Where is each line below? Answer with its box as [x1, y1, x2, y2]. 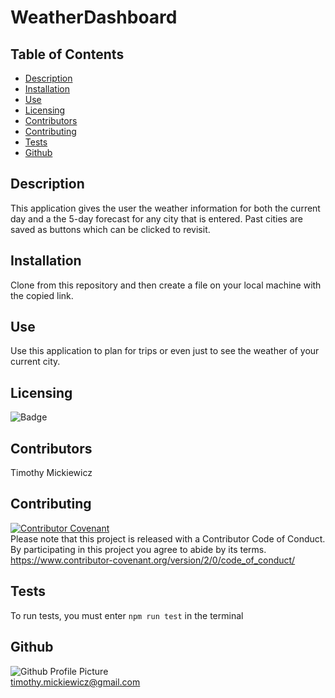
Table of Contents [10, 46, 125, 63]
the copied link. [10, 289, 74, 301]
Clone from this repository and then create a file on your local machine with [10, 279, 322, 291]
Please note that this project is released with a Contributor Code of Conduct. [10, 532, 326, 545]
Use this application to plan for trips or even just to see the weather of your [10, 345, 320, 357]
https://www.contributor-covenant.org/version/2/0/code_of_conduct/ [10, 554, 296, 566]
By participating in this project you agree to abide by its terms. [10, 543, 267, 555]
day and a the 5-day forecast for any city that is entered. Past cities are [10, 212, 303, 225]
